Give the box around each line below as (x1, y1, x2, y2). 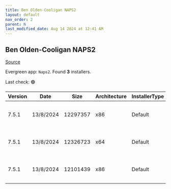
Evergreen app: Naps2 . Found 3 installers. (5, 68, 92, 74)
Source (5, 59, 20, 65)
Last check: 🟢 (5, 78, 36, 85)
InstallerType (131, 93, 164, 100)
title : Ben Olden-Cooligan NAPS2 (5, 7, 76, 13)
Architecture (95, 93, 127, 100)
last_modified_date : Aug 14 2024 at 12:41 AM (5, 26, 103, 32)
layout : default (5, 12, 40, 17)
